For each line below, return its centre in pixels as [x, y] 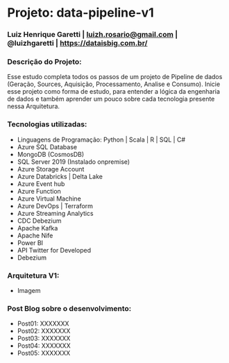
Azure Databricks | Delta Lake [60, 176]
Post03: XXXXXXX [44, 339]
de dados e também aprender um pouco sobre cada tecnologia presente [111, 99]
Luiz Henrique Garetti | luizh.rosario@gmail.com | [93, 35]
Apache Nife [35, 235]
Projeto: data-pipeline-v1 [80, 13]
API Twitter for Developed [54, 250]
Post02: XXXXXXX [44, 331]
